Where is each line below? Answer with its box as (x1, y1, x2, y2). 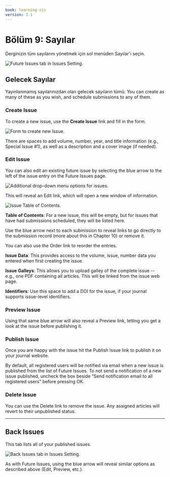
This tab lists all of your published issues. (5, 441, 92, 447)
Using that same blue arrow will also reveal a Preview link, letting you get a (5, 318, 161, 324)
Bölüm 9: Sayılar (5, 34, 75, 46)
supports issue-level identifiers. (5, 293, 71, 300)
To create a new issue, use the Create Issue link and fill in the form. (5, 118, 146, 124)
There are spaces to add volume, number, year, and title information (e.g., (5, 138, 159, 144)
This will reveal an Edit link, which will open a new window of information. (5, 192, 158, 198)
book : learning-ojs (5, 7, 47, 13)
